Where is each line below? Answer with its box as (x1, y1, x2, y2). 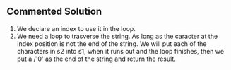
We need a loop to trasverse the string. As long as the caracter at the (16, 32, 218, 40)
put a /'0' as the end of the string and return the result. (16, 54, 176, 63)
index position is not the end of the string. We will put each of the (16, 39, 207, 48)
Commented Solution (6, 6, 102, 18)
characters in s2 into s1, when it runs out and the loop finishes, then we (16, 47, 224, 55)
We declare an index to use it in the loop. (16, 24, 136, 33)
